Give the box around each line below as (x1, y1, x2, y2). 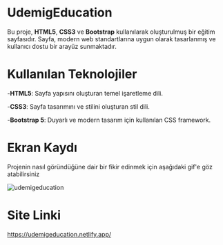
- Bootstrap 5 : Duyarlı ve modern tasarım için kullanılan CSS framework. (7, 116, 211, 124)
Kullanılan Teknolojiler (7, 67, 137, 82)
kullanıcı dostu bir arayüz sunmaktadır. (7, 42, 117, 50)
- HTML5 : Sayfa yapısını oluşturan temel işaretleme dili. (7, 89, 164, 97)
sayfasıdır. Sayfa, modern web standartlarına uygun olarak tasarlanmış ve (7, 34, 216, 43)
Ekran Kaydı (7, 140, 78, 156)
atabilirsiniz (7, 170, 40, 178)
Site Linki (7, 208, 61, 223)
